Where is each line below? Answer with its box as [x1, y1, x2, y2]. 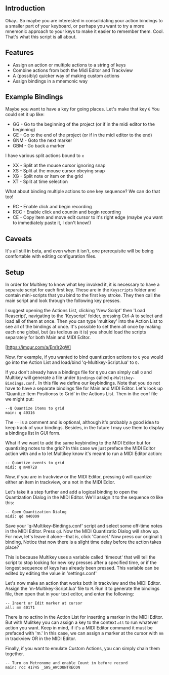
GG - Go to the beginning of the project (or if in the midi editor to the [12, 121, 155, 127]
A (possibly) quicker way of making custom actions [12, 72, 120, 79]
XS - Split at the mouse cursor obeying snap [12, 168, 105, 174]
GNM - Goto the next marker [12, 137, 72, 143]
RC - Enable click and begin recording [12, 204, 92, 210]
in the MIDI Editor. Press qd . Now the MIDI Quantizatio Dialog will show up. [5, 528, 160, 534]
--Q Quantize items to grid [5, 406, 65, 411]
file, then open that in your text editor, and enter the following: [5, 591, 134, 597]
